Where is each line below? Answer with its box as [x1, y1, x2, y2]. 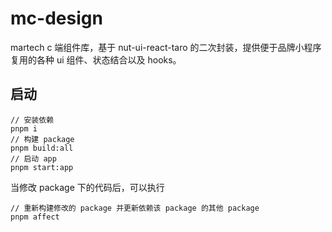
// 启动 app [10, 153, 57, 164]
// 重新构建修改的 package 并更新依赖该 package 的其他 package [10, 203, 260, 213]
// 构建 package [10, 134, 75, 144]
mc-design [10, 7, 103, 30]
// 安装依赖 [10, 115, 55, 125]
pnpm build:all [10, 143, 74, 153]
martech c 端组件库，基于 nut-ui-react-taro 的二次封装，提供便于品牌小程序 [10, 41, 322, 53]
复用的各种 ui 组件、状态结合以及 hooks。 [10, 53, 182, 66]
